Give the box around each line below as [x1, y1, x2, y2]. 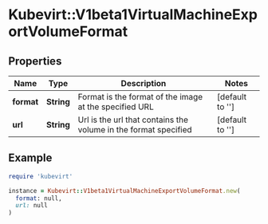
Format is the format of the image [77, 92, 203, 102]
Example [8, 151, 53, 165]
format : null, [15, 194, 62, 202]
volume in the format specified [77, 124, 193, 135]
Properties [8, 54, 62, 68]
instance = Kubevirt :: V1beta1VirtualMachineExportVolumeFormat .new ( [8, 187, 241, 195]
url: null [15, 202, 48, 210]
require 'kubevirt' [8, 172, 73, 180]
